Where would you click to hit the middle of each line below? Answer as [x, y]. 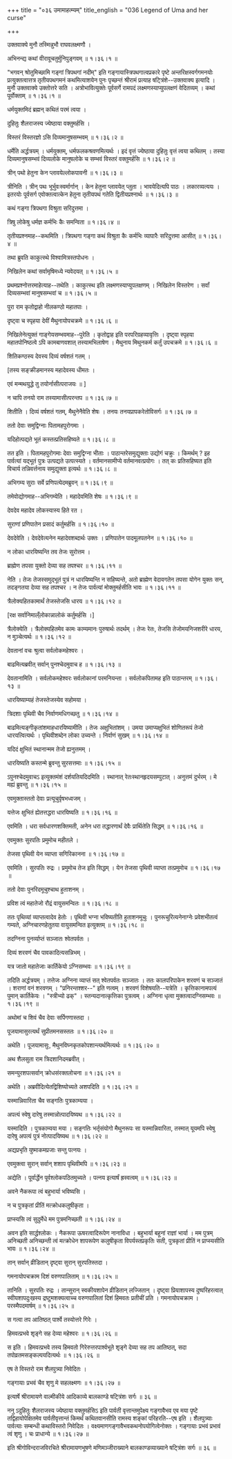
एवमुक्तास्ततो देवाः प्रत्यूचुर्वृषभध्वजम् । [47, 798]
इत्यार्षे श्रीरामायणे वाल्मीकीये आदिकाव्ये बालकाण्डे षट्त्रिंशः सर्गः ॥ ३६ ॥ [82, 1397]
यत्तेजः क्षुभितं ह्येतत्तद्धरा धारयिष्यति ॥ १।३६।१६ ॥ [62, 812]
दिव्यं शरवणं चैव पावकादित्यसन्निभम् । [47, 952]
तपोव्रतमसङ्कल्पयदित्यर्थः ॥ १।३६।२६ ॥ [54, 1355]
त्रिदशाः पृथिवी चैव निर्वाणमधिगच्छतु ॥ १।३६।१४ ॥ [63, 714]
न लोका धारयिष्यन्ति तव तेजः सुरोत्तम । [49, 552]
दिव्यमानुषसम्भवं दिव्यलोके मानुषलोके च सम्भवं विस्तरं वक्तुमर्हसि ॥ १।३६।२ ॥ [91, 159]
